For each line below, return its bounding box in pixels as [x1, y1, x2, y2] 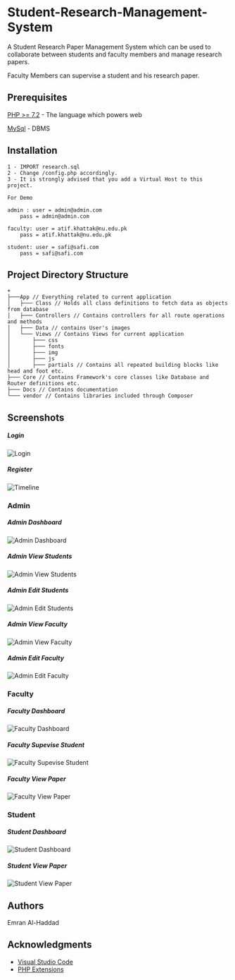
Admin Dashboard [7, 518, 62, 526]
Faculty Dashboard [7, 706, 65, 715]
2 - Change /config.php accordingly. [7, 169, 118, 176]
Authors [7, 900, 44, 912]
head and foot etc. [7, 368, 65, 375]
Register [7, 465, 33, 473]
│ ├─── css [7, 337, 58, 344]
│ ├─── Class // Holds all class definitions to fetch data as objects [7, 300, 229, 307]
